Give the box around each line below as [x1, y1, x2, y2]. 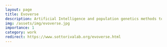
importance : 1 [5, 25, 35, 30]
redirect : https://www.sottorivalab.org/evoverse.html [5, 35, 121, 40]
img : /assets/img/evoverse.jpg [5, 21, 70, 26]
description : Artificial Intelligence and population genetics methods [5, 16, 157, 21]
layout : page [5, 7, 32, 12]
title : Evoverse [5, 12, 39, 17]
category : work [5, 30, 37, 35]
